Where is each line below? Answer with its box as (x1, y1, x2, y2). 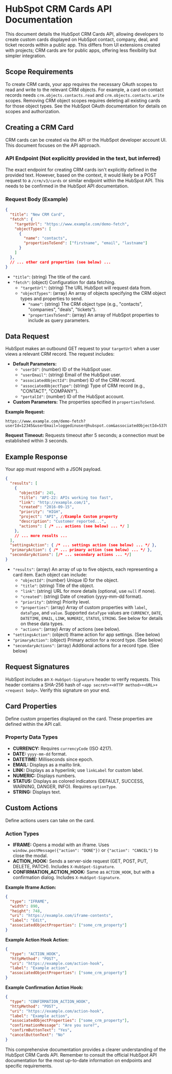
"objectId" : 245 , (18, 490, 56, 496)
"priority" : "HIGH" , (18, 509, 63, 514)
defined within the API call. (5, 721, 62, 727)
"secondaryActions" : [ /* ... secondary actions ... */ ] (10, 552, 132, 557)
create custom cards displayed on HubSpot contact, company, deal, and (5, 36, 158, 42)
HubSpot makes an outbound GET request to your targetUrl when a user (5, 346, 160, 352)
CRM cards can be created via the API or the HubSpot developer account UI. (5, 137, 167, 143)
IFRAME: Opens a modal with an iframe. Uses (12, 842, 110, 848)
